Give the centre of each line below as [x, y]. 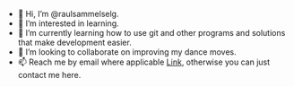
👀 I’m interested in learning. [68, 23]
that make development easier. [74, 42]
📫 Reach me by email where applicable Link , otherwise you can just [144, 62]
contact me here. [49, 75]
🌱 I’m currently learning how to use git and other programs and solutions [151, 33]
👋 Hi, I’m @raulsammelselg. [68, 14]
